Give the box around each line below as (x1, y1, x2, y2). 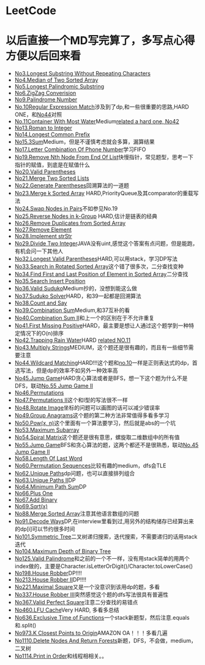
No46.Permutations (14, 389, 64, 397)
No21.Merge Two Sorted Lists (14, 174, 89, 182)
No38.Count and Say (14, 299, 67, 307)
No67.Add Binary (14, 496, 58, 504)
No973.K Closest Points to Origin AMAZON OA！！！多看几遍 (14, 629, 168, 637)
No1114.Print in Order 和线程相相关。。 (14, 652, 108, 660)
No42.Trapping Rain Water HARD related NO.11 (14, 336, 131, 344)
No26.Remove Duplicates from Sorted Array (14, 219, 126, 227)
